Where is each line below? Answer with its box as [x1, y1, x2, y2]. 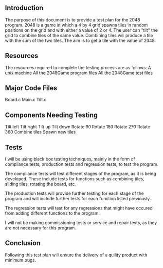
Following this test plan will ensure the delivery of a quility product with [5, 252, 147, 258]
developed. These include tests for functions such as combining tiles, [5, 176, 145, 182]
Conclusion [5, 239, 41, 248]
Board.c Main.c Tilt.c [5, 97, 47, 103]
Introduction [5, 4, 44, 12]
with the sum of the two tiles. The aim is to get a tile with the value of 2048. [5, 38, 156, 43]
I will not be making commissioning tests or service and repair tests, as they [5, 220, 157, 226]
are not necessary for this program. [5, 225, 76, 231]
